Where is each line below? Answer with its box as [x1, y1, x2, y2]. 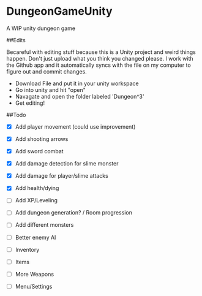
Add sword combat [15, 148, 64, 155]
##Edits [6, 36, 26, 44]
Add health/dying [15, 184, 59, 192]
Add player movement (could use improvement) [15, 123, 136, 130]
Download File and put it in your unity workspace [15, 80, 139, 87]
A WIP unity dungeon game [6, 25, 75, 32]
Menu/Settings [15, 283, 53, 290]
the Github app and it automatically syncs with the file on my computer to [6, 61, 191, 69]
